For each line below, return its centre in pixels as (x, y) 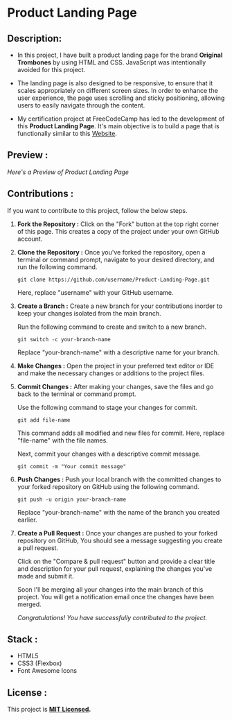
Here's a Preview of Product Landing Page (68, 172)
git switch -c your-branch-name (64, 339)
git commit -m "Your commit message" (72, 466)
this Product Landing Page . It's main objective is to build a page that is (118, 126)
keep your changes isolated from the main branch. (89, 313)
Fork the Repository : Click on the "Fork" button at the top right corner (118, 224)
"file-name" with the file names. (63, 440)
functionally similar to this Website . (67, 134)
